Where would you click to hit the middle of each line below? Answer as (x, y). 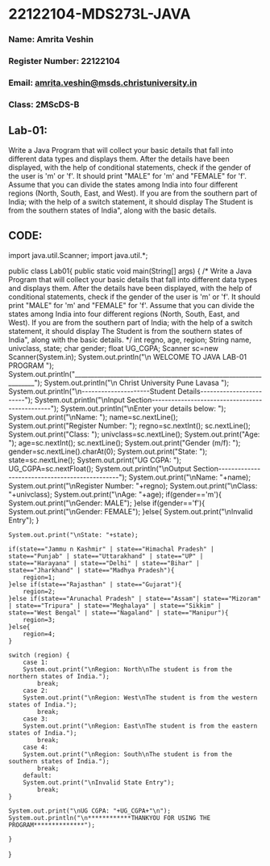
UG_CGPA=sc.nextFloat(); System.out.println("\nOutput (100, 468)
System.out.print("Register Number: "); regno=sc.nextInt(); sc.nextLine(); (130, 425)
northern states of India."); (59, 676)
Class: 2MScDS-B (44, 104)
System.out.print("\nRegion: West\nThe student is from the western (140, 697)
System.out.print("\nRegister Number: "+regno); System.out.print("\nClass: (133, 485)
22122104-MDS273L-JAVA (100, 14)
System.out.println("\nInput (79, 399)
